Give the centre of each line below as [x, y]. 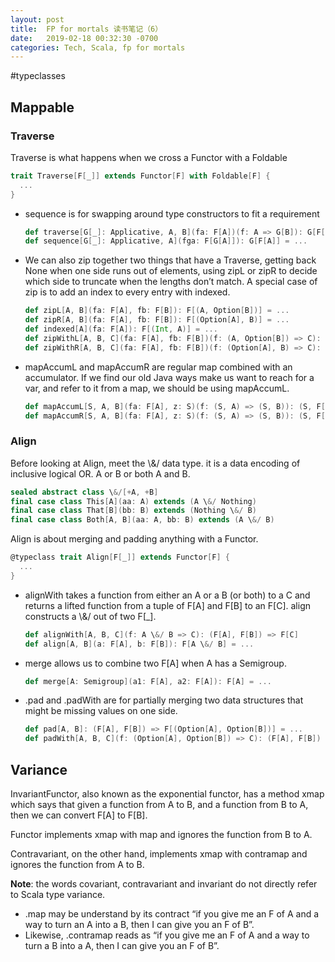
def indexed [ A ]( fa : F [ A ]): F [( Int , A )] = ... [121, 329]
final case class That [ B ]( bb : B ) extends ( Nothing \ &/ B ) [133, 511]
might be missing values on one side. [101, 711]
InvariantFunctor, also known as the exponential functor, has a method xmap [167, 794]
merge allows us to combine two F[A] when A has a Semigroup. [155, 663]
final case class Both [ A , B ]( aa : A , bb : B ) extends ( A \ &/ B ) [142, 520]
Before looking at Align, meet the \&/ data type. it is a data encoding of [155, 463]
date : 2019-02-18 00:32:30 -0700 [84, 38]
